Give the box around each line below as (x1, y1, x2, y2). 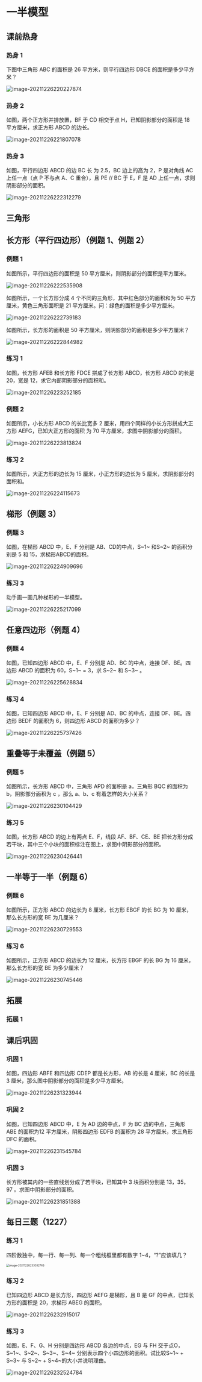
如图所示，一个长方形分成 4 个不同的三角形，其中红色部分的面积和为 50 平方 (6, 294, 196, 301)
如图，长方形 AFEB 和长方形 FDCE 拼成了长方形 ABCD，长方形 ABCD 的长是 (6, 369, 195, 377)
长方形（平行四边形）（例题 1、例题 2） (6, 236, 149, 246)
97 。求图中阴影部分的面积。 (6, 1186, 78, 1193)
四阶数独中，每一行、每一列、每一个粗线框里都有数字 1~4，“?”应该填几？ (6, 1251, 188, 1258)
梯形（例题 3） (6, 508, 61, 519)
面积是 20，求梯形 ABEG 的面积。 (22, 1299, 105, 1306)
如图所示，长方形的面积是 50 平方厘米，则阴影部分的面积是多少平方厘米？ (6, 326, 190, 333)
